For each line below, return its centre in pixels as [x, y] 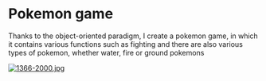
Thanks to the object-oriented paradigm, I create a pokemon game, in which [133, 36]
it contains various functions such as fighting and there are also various [125, 44]
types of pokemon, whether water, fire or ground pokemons [106, 52]
